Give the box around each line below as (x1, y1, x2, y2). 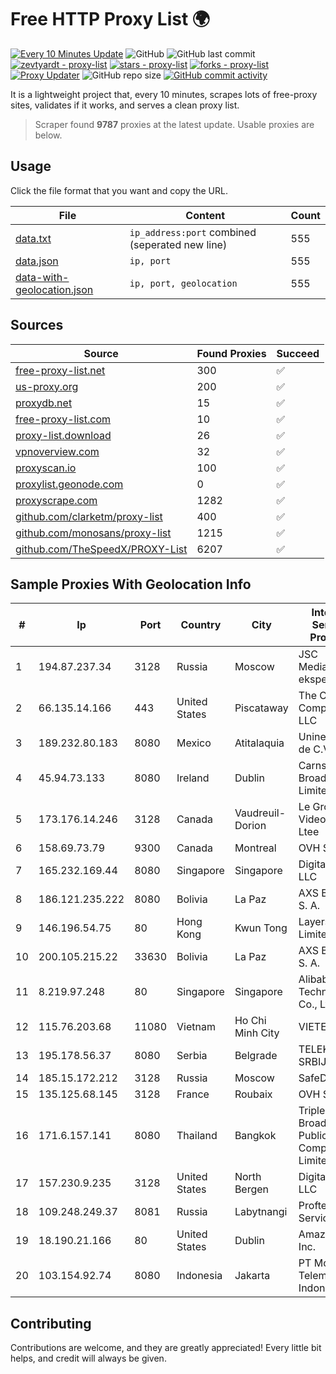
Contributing (10, 1315, 92, 1332)
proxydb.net (15, 396, 73, 410)
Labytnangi (234, 1205, 288, 1219)
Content (185, 208, 226, 222)
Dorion (234, 819, 267, 833)
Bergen (234, 1182, 270, 1196)
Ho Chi (234, 1014, 267, 1028)
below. (34, 129, 63, 141)
